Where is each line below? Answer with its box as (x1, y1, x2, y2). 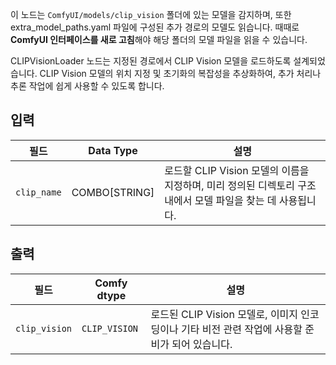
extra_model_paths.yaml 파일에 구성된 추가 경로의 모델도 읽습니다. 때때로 (10, 21, 300, 33)
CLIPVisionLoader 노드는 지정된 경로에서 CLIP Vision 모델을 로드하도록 (10, 55, 292, 67)
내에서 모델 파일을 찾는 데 (164, 193, 277, 207)
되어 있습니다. (171, 337, 233, 351)
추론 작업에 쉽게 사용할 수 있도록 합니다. (10, 80, 165, 92)
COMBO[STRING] (71, 185, 155, 199)
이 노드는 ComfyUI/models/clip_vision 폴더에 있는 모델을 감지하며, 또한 (10, 9, 292, 20)
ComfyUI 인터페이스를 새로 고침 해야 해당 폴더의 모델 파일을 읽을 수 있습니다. (10, 34, 308, 45)
